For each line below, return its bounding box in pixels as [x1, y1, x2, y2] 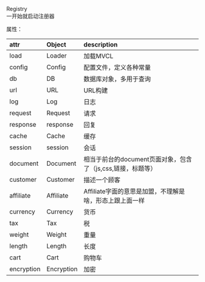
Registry [6, 6, 27, 12]
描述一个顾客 [83, 176, 121, 184]
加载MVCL [83, 52, 114, 60]
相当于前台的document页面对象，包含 [83, 155, 192, 163]
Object [46, 40, 67, 48]
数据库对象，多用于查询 [83, 75, 151, 83]
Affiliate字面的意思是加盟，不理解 [83, 187, 179, 195]
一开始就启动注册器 [6, 12, 55, 20]
